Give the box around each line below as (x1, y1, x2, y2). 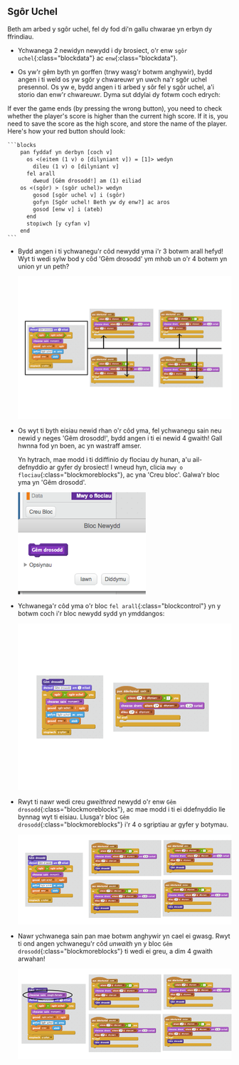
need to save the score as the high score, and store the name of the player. (7, 119, 228, 128)
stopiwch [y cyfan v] (26, 220, 91, 227)
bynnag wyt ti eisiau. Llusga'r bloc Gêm (17, 812, 129, 821)
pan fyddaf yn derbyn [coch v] (20, 148, 113, 156)
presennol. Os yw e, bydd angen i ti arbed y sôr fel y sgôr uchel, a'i (17, 82, 215, 91)
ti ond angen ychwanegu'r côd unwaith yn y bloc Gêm (17, 939, 173, 948)
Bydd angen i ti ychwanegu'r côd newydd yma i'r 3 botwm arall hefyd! (17, 246, 224, 256)
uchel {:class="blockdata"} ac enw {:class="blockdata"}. (17, 54, 178, 62)
